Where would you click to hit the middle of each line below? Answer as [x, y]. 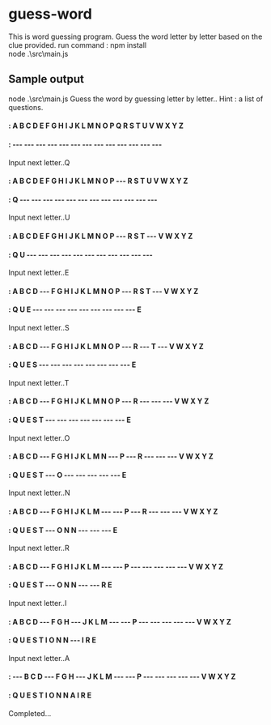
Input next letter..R [39, 548]
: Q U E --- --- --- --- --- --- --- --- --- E [75, 309]
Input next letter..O [39, 437]
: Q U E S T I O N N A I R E [50, 695]
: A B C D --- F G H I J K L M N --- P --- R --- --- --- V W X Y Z [111, 456]
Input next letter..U [39, 217]
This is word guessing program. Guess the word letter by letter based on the [135, 36]
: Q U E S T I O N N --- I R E [53, 640]
